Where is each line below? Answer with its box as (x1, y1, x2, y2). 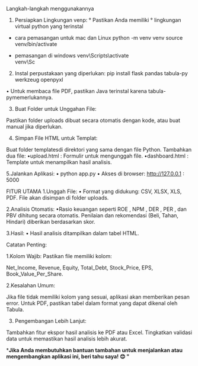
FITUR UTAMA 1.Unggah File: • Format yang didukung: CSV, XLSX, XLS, (6, 188, 182, 195)
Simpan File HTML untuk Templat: (14, 134, 98, 142)
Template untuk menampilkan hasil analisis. (6, 159, 112, 165)
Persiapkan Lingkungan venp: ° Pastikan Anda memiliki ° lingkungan (14, 17, 182, 23)
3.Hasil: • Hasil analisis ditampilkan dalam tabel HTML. (6, 230, 139, 236)
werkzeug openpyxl (14, 76, 63, 83)
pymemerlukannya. (6, 94, 53, 101)
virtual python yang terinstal (14, 23, 84, 30)
